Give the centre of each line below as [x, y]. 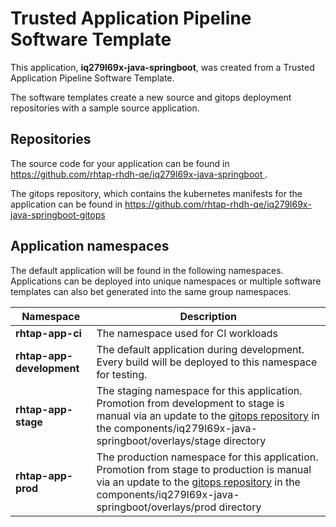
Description [208, 316]
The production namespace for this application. [207, 457]
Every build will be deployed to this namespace [207, 362]
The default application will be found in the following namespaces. [147, 270]
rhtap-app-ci [48, 333]
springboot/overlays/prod [156, 507]
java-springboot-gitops [58, 214]
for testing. [122, 374]
